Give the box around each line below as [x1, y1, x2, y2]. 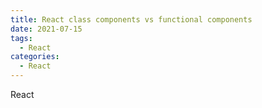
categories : [10, 52, 60, 62]
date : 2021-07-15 [10, 24, 83, 34]
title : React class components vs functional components [10, 14, 253, 25]
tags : [10, 33, 33, 43]
